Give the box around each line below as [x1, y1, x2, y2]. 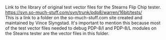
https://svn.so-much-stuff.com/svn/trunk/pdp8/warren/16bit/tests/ [5, 9, 142, 15]
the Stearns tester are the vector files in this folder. [5, 31, 110, 36]
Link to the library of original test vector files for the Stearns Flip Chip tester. [5, 4, 161, 10]
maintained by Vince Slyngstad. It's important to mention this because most [5, 20, 161, 26]
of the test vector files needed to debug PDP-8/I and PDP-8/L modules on [5, 25, 157, 31]
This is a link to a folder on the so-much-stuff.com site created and [5, 15, 143, 20]
